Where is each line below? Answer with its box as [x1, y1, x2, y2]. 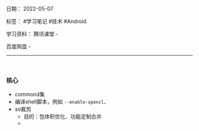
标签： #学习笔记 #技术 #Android [6, 18, 87, 25]
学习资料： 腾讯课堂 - [6, 30, 59, 37]
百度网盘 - [6, 43, 31, 50]
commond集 [14, 91, 45, 98]
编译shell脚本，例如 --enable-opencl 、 [14, 98, 110, 106]
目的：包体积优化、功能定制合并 [23, 113, 102, 120]
